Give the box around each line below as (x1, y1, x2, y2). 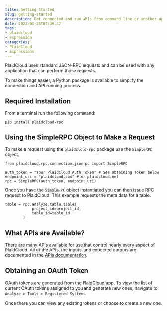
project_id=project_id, (31, 206, 81, 211)
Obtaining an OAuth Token (5, 266, 88, 275)
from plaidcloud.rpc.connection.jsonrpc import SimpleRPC (5, 161, 128, 166)
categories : (5, 40, 30, 45)
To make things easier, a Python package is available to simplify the (5, 77, 144, 83)
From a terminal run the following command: (5, 110, 96, 116)
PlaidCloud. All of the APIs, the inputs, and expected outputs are (5, 247, 137, 253)
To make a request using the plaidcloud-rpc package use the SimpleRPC (5, 146, 153, 152)
